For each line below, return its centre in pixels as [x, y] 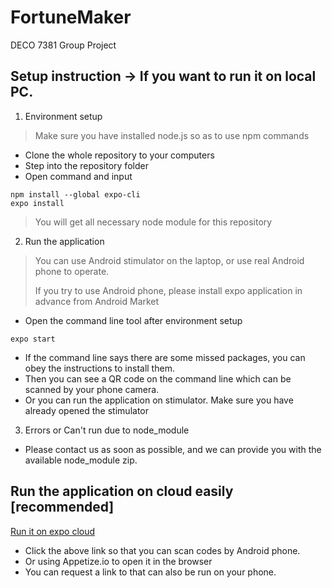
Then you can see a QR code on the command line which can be [158, 378]
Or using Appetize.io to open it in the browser [118, 561]
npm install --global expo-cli [75, 194]
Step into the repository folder [86, 165]
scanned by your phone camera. [92, 389]
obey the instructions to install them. [99, 368]
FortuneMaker [71, 17]
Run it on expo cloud [53, 531]
